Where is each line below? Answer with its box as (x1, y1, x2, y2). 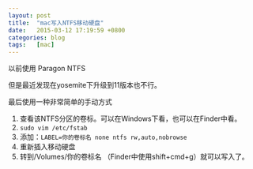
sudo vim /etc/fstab (19, 124, 88, 133)
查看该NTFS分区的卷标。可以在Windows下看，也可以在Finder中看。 (19, 114, 242, 123)
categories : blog (8, 33, 66, 42)
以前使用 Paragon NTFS (8, 64, 85, 73)
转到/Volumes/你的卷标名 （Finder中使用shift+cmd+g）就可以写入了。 (19, 152, 249, 162)
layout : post (8, 11, 51, 20)
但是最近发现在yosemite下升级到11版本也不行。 (8, 81, 162, 90)
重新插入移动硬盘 (19, 142, 76, 152)
